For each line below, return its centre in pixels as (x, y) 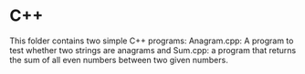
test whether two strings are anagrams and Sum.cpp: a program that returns (153, 50)
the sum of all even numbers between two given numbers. (119, 60)
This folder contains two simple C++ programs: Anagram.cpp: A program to (152, 41)
